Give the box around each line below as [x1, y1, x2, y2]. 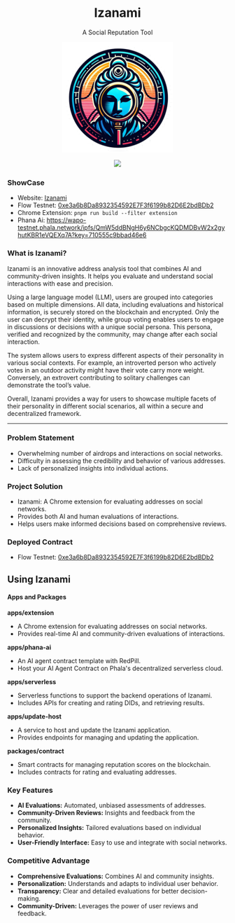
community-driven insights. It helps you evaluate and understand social [7, 272, 213, 280]
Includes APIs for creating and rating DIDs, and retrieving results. [17, 699, 205, 707]
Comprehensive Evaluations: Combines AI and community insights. [17, 872, 215, 880]
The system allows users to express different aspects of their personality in [7, 351, 225, 359]
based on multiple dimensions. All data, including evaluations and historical [7, 300, 224, 309]
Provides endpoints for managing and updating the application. [17, 733, 199, 742]
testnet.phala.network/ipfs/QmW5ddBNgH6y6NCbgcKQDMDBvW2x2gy [17, 223, 225, 232]
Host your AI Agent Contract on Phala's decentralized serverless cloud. [17, 664, 224, 673]
